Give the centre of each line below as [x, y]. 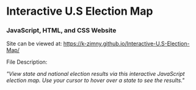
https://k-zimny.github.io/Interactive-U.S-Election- [126, 43]
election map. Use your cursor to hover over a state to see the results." [96, 80]
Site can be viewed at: [34, 43]
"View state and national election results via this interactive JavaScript [96, 74]
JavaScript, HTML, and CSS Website [61, 31]
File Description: [27, 62]
